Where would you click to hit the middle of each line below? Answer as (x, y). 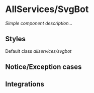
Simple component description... (39, 23)
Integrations (25, 84)
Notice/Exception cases (43, 67)
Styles (16, 39)
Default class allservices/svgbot (38, 51)
